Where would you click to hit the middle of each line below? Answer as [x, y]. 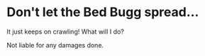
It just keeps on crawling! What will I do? [66, 31]
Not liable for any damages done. [55, 45]
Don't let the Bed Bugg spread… [103, 12]
